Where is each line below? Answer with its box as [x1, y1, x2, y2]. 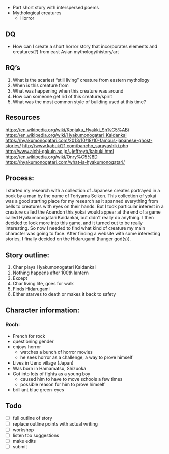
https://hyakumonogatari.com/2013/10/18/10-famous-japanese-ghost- [5, 137, 153, 144]
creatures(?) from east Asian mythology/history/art [12, 48, 119, 55]
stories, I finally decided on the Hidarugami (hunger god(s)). [5, 236, 131, 242]
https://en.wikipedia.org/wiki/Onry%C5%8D [5, 154, 98, 160]
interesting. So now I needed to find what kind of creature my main [5, 225, 145, 231]
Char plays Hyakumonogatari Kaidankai [12, 264, 96, 270]
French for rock [12, 332, 45, 339]
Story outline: [5, 251, 50, 259]
